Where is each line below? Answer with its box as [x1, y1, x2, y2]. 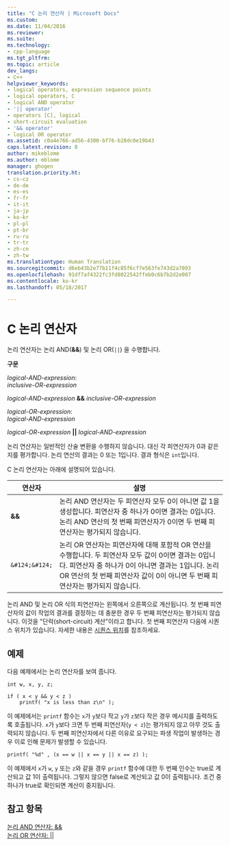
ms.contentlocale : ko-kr [7, 277, 78, 284]
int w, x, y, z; [7, 681, 53, 688]
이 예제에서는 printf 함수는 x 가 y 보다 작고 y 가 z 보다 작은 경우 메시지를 [7, 712, 194, 720]
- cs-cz [7, 175, 29, 182]
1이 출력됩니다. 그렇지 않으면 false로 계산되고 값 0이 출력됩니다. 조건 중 [32, 773, 222, 781]
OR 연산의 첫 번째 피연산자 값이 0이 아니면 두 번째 [59, 571, 210, 581]
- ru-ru [7, 233, 29, 240]
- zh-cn [7, 246, 29, 253]
